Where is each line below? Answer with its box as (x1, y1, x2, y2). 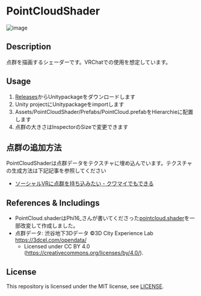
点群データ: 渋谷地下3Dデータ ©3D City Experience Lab (14, 230, 153, 237)
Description (6, 42, 51, 52)
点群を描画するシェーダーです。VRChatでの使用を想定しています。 (6, 58, 172, 66)
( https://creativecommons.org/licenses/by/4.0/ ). (23, 249, 144, 257)
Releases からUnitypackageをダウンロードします (14, 93, 135, 100)
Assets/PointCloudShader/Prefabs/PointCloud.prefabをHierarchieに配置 (14, 108, 194, 115)
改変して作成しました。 (20, 222, 79, 230)
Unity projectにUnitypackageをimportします (14, 101, 125, 108)
